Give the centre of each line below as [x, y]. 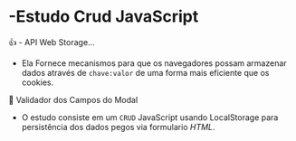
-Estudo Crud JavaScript [104, 17]
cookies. [38, 82]
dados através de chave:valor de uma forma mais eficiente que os [145, 72]
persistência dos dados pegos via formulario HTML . [118, 127]
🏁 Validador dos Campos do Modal [73, 99]
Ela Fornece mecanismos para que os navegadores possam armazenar [154, 63]
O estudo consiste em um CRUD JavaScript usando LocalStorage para [150, 117]
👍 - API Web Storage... [52, 42]
